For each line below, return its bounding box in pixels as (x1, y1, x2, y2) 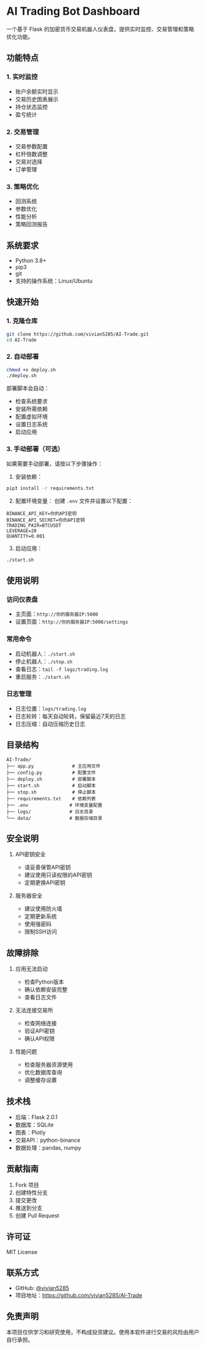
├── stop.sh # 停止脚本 (6, 789, 96, 795)
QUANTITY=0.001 (6, 533, 45, 539)
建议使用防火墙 (24, 905, 62, 912)
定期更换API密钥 (24, 879, 65, 887)
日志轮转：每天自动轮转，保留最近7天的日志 (15, 713, 126, 720)
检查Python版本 (24, 978, 64, 985)
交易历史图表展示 (15, 95, 59, 102)
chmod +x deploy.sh (6, 367, 56, 373)
